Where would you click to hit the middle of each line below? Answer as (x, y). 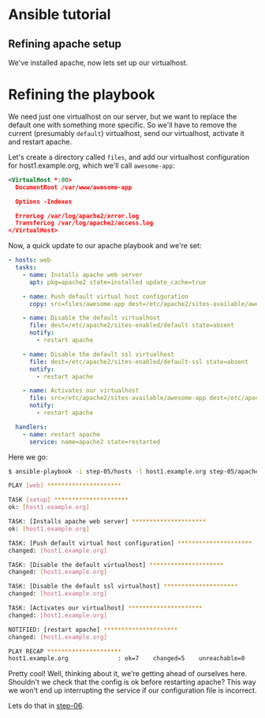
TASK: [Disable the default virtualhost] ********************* (116, 565)
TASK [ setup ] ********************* (68, 500)
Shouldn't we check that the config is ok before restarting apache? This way (132, 682)
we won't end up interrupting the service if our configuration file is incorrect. (132, 690)
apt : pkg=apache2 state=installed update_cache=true (118, 282)
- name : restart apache (62, 434)
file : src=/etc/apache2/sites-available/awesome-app (118, 398)
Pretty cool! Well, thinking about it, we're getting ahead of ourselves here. (128, 674)
